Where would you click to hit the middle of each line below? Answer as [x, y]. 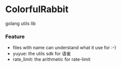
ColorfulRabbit [37, 9]
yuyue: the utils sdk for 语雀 [42, 54]
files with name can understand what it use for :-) [64, 48]
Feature [15, 37]
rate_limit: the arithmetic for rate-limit [51, 59]
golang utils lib [21, 23]
